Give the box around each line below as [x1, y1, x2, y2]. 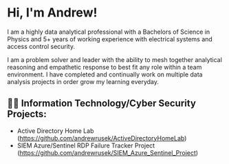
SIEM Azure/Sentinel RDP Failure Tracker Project [17, 141, 155, 150]
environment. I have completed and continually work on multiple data [7, 70, 203, 79]
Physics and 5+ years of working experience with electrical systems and [7, 34, 213, 43]
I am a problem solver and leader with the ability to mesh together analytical [7, 55, 222, 63]
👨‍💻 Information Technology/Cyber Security [7, 98, 196, 110]
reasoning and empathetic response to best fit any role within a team [7, 63, 202, 71]
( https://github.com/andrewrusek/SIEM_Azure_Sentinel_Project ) [17, 148, 198, 156]
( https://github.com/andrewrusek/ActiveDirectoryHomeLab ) [17, 134, 187, 142]
